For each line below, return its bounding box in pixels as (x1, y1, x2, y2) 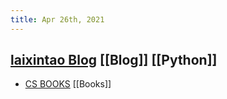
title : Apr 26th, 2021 (10, 14, 105, 25)
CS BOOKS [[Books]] (24, 78, 112, 90)
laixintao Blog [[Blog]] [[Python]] (10, 52, 218, 69)
